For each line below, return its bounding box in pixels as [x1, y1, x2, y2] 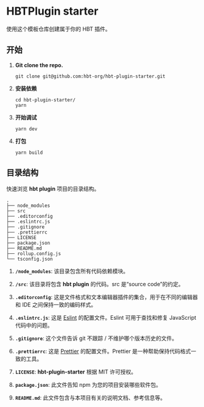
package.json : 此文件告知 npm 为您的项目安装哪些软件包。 [15, 381, 161, 388]
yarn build [15, 149, 43, 156]
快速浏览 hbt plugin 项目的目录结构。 [6, 185, 100, 192]
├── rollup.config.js [6, 250, 62, 257]
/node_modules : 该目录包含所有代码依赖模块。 [15, 267, 129, 275]
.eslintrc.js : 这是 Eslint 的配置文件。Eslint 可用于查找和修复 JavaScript [15, 314, 197, 321]
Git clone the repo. [15, 61, 63, 68]
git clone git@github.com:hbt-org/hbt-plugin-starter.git [15, 73, 166, 79]
